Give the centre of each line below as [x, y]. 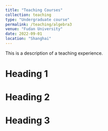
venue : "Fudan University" [34, 29]
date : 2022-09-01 [24, 34]
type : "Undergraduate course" [38, 19]
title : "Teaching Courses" [34, 10]
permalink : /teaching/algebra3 [39, 24]
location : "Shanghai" [28, 39]
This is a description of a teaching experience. [54, 53]
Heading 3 [28, 121]
